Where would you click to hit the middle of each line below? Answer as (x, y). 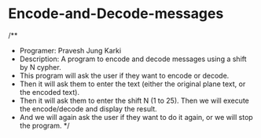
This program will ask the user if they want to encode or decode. (124, 75)
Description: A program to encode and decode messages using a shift (133, 59)
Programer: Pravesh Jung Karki (70, 50)
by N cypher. (40, 67)
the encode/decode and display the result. (88, 109)
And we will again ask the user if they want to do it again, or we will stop (136, 117)
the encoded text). (50, 92)
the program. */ (44, 125)
